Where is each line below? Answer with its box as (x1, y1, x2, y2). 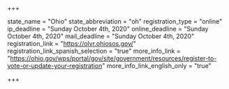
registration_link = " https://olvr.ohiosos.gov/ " (7, 40, 136, 47)
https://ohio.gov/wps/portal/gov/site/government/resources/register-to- (10, 54, 217, 63)
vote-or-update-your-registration (7, 62, 103, 70)
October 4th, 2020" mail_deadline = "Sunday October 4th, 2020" (7, 32, 195, 40)
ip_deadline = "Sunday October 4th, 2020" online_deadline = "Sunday (7, 25, 209, 33)
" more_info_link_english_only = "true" (102, 62, 212, 70)
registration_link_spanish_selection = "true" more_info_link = (7, 47, 181, 55)
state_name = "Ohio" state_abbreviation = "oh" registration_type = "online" (7, 17, 223, 25)
